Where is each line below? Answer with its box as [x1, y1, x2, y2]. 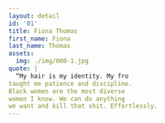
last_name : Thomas [8, 42, 71, 50]
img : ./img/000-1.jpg [15, 57, 89, 66]
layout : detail [8, 11, 60, 20]
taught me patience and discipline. [8, 79, 132, 87]
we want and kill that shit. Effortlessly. [8, 102, 158, 110]
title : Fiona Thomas [8, 27, 79, 35]
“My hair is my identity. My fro [15, 72, 129, 80]
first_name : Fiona [8, 34, 71, 43]
